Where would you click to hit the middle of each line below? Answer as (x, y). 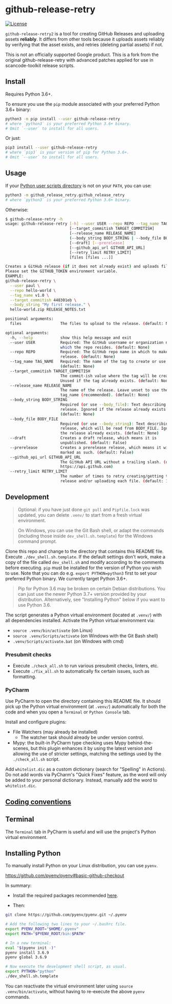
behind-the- (141, 743)
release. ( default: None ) (88, 357)
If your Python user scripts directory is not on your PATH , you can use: (79, 186)
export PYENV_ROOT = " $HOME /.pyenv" (42, 929)
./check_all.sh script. (36, 759)
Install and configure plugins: (36, 722)
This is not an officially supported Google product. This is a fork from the (82, 54)
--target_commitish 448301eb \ (43, 300)
